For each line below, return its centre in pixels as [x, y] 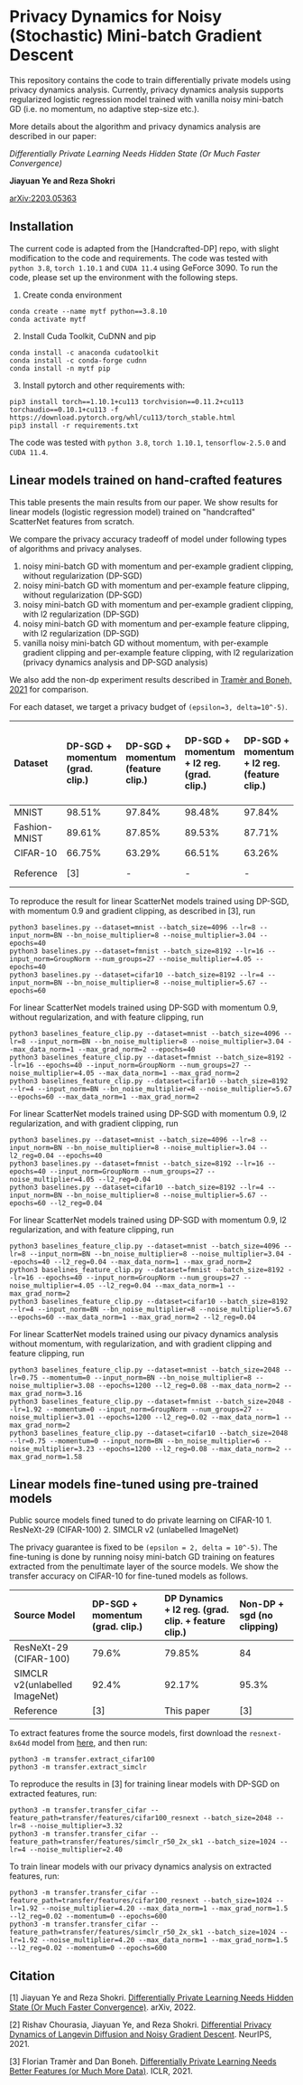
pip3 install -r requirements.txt [74, 425]
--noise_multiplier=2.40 [76, 1850]
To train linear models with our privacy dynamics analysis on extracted [141, 1867]
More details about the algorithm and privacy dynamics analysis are [135, 126]
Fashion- [34, 826]
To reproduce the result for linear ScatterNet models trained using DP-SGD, [149, 901]
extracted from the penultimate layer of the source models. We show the [144, 1567]
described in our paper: [53, 136]
